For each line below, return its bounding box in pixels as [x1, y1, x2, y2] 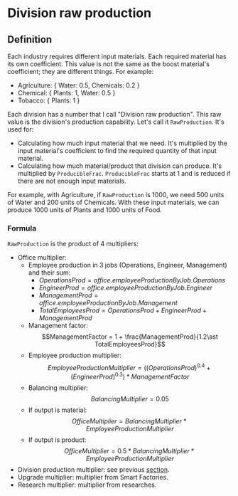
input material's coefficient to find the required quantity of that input [17, 147, 217, 154]
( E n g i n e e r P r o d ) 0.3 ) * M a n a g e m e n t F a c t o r [70, 371, 190, 381]
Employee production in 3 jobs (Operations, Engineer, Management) [28, 261, 227, 270]
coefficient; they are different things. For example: [7, 68, 154, 75]
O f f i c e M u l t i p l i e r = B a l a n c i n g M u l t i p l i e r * [71, 416, 187, 425]
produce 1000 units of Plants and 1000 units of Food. [7, 206, 162, 214]
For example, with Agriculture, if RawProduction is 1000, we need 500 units [7, 191, 225, 199]
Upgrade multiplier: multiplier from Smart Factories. [17, 473, 168, 481]
